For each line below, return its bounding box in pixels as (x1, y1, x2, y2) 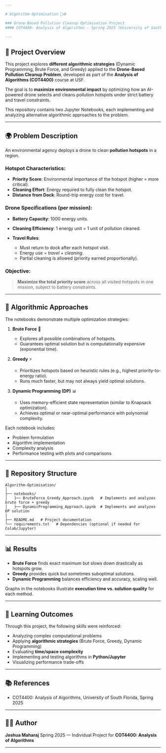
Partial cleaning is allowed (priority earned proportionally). (19, 255, 138, 261)
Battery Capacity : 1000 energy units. (12, 215, 88, 221)
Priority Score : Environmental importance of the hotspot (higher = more (12, 176, 159, 182)
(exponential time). (19, 346, 58, 352)
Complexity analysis (12, 445, 53, 451)
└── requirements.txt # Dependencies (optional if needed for (5, 522, 140, 527)
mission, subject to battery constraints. (17, 284, 97, 290)
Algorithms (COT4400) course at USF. (5, 77, 85, 83)
